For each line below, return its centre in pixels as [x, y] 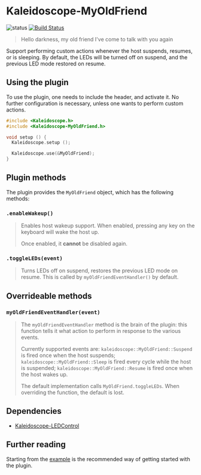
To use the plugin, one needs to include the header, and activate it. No [93, 97]
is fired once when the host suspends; [68, 356]
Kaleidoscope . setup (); [41, 143]
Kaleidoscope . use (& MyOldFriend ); [53, 154]
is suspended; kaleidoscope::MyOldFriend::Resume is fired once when [107, 368]
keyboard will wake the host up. [60, 232]
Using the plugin [37, 82]
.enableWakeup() [30, 213]
